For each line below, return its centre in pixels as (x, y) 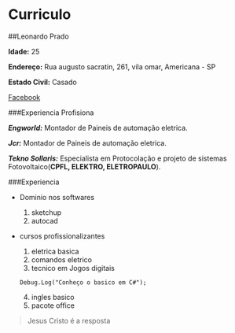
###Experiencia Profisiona (51, 113)
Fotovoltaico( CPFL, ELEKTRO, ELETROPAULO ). (84, 166)
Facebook (24, 97)
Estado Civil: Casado (42, 82)
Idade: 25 (24, 51)
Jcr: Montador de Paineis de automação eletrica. (87, 142)
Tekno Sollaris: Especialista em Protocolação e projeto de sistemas (117, 158)
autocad (45, 220)
